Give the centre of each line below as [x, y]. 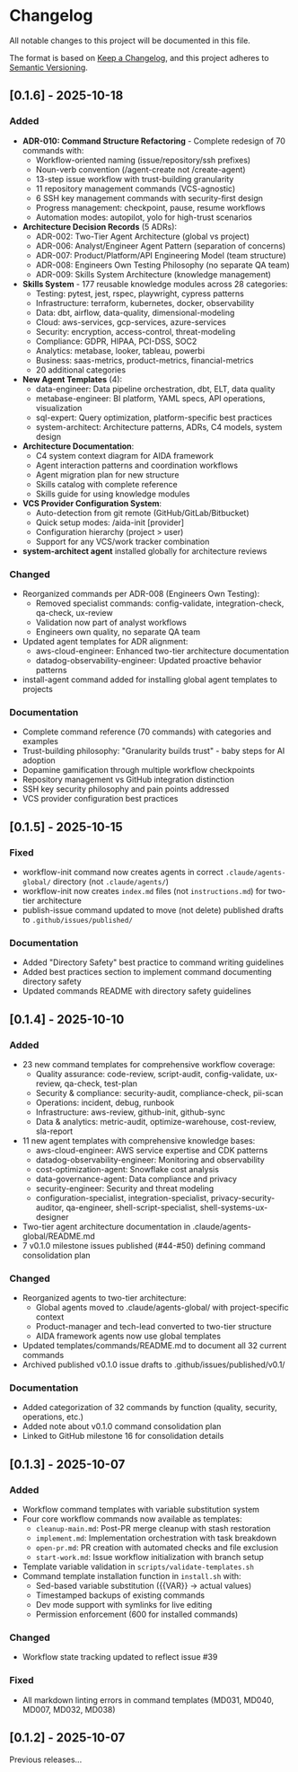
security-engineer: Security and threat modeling [125, 1188]
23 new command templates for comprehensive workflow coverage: [149, 1064]
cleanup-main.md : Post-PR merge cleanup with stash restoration [153, 1529]
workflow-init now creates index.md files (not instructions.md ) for [144, 890]
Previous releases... [46, 1759]
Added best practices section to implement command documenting [147, 972]
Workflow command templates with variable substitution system [141, 1510]
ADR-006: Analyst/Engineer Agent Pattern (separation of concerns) [161, 246]
